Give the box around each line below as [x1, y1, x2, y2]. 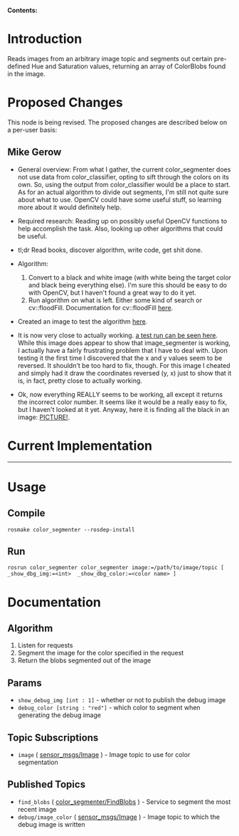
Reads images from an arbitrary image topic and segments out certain [7, 54, 213, 63]
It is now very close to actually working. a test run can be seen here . [17, 331, 218, 339]
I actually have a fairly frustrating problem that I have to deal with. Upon [17, 346, 228, 354]
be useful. [17, 231, 48, 240]
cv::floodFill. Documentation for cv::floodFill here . [28, 303, 174, 312]
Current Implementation [7, 438, 153, 454]
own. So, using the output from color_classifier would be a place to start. [17, 180, 231, 189]
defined [7, 62, 31, 70]
